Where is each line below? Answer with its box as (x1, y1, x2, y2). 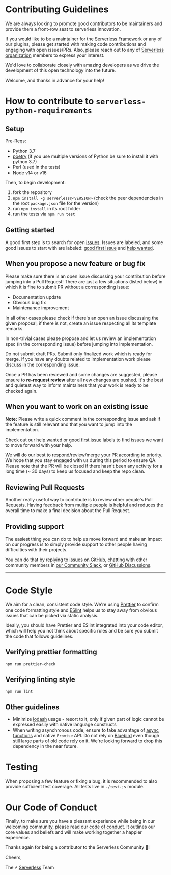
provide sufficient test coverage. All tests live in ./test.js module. (5, 784, 145, 790)
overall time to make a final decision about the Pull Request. (5, 507, 131, 514)
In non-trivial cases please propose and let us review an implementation (5, 335, 156, 342)
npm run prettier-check (5, 661, 56, 667)
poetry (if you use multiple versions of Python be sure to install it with (12, 153, 159, 159)
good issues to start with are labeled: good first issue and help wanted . (5, 245, 154, 251)
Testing (5, 761, 38, 773)
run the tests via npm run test (12, 211, 75, 217)
